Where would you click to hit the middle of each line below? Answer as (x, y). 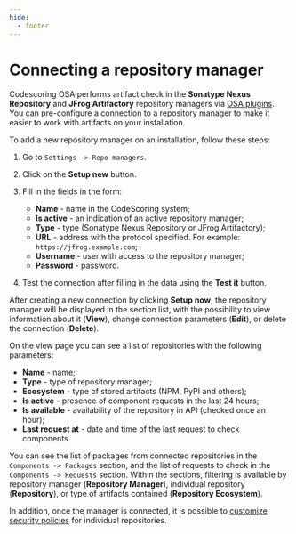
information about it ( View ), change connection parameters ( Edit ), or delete (148, 319)
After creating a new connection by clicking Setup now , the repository (138, 300)
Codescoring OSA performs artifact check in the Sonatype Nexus (130, 94)
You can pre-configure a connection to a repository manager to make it (140, 113)
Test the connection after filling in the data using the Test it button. (144, 283)
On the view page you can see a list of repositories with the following (136, 346)
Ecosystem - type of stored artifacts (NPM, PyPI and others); (134, 392)
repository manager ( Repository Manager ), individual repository (128, 484)
